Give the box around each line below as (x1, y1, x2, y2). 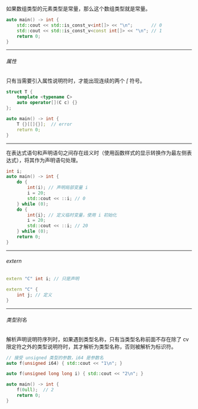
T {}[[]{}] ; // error (16, 121, 72, 127)
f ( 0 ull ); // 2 (16, 387, 54, 393)
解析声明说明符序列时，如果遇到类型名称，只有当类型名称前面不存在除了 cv (6, 335, 189, 343)
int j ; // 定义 (16, 292, 52, 298)
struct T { (6, 89, 33, 95)
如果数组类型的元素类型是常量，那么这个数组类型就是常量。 (6, 5, 151, 12)
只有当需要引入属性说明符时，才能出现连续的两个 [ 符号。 (6, 77, 146, 84)
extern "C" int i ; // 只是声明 (6, 276, 80, 282)
